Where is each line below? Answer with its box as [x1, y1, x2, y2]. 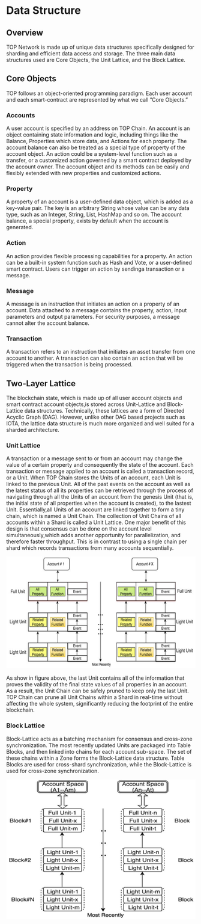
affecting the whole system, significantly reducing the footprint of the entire [6, 700, 193, 707]
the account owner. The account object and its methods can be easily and [6, 163, 190, 170]
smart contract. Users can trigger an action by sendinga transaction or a [6, 265, 185, 273]
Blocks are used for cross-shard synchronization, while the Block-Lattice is [6, 760, 192, 768]
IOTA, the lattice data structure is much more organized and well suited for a [6, 420, 194, 427]
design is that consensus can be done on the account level [6, 525, 152, 532]
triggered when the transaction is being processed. [6, 361, 133, 368]
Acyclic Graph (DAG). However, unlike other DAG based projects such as [6, 413, 185, 421]
